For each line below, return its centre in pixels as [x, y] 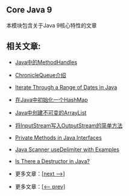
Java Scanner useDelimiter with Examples [67, 149]
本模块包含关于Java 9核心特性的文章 [52, 25]
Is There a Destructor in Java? [52, 161]
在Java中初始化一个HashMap [52, 100]
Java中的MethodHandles [46, 62]
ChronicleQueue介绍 [40, 75]
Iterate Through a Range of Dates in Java [66, 87]
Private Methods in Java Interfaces [58, 137]
